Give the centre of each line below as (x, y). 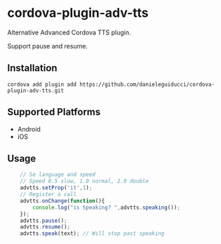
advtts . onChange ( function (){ (62, 201)
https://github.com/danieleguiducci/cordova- (147, 84)
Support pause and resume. (48, 46)
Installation (32, 68)
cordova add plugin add (42, 84)
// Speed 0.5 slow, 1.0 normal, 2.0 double (85, 181)
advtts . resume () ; (45, 227)
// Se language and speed (58, 175)
